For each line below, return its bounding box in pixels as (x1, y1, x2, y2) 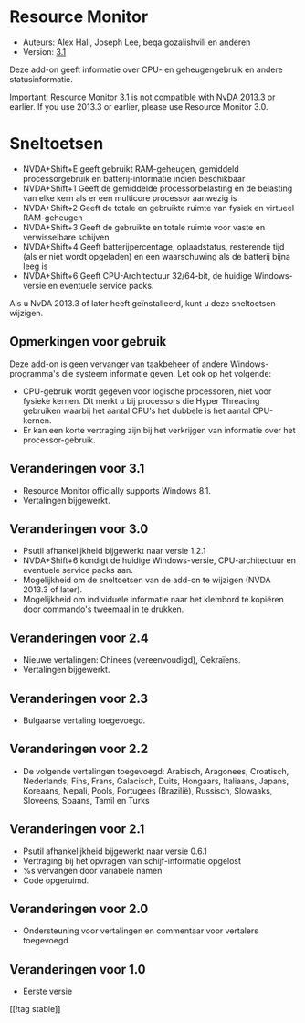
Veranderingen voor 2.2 (9, 741, 149, 757)
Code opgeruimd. (22, 875, 89, 886)
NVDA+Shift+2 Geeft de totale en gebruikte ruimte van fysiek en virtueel (22, 202, 295, 213)
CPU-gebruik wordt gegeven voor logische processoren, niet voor (22, 386, 272, 397)
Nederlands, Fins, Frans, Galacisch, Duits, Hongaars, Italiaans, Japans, (22, 775, 289, 786)
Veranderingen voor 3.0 (9, 521, 149, 537)
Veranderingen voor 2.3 (9, 690, 149, 706)
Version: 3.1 (22, 46, 67, 57)
